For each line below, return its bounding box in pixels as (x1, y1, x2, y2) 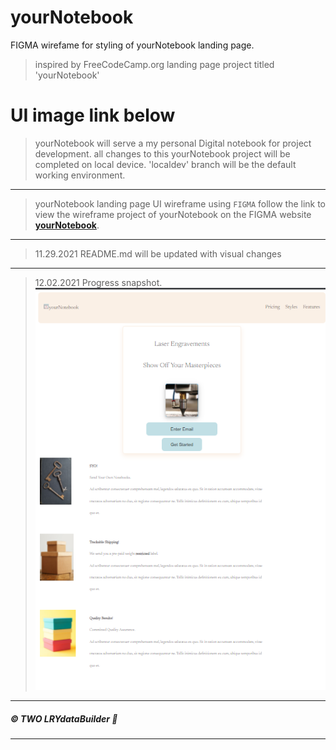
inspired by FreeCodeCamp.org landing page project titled (34, 58, 275, 70)
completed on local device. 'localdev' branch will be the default (34, 158, 297, 170)
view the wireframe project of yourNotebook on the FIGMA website (34, 208, 312, 220)
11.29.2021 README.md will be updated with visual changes (34, 247, 282, 260)
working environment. (34, 169, 126, 181)
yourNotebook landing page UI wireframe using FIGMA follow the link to (34, 197, 327, 210)
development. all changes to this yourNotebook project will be (34, 147, 291, 160)
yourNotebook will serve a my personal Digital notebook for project (34, 137, 312, 149)
